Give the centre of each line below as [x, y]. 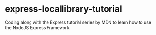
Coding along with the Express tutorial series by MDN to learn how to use [78, 22]
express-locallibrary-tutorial [63, 9]
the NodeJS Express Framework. [38, 27]
